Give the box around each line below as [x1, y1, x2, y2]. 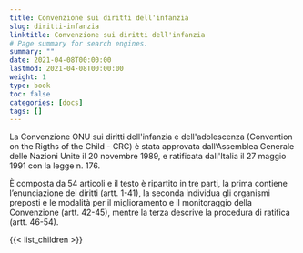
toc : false [9, 89, 51, 98]
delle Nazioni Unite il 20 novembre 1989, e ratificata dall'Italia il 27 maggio [9, 151, 287, 162]
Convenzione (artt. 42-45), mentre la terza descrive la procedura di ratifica [9, 207, 291, 218]
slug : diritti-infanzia [9, 22, 100, 31]
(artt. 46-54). [9, 217, 59, 228]
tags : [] [9, 106, 43, 116]
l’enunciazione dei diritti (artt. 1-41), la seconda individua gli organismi [9, 187, 271, 198]
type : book [9, 81, 51, 90]
